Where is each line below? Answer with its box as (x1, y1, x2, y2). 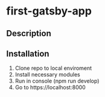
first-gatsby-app (6, 4, 92, 18)
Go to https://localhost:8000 (14, 84, 86, 91)
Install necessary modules (14, 71, 80, 78)
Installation (6, 48, 49, 58)
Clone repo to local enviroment (14, 64, 92, 72)
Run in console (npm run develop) (14, 77, 100, 85)
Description (6, 28, 51, 39)
